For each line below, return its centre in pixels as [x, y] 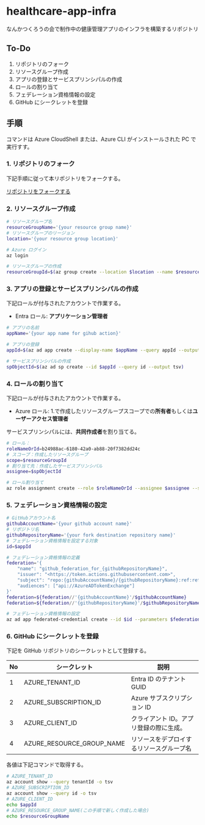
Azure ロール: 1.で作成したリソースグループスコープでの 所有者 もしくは [104, 411]
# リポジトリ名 [23, 530]
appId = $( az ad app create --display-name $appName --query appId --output [103, 350]
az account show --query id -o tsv [52, 794]
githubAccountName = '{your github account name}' [69, 524]
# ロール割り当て [25, 483]
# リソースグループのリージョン [41, 233]
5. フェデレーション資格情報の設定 [57, 505]
